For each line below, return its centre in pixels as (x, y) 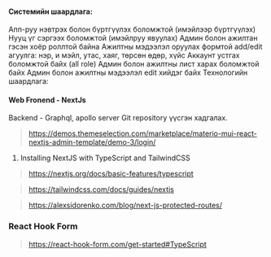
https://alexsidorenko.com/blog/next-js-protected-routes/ (125, 205)
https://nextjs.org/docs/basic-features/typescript (111, 174)
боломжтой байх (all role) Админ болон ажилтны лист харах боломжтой (134, 64)
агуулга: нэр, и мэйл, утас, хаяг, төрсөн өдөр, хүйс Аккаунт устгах (124, 55)
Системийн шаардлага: (51, 11)
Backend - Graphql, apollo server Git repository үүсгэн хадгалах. (118, 118)
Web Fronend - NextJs (48, 100)
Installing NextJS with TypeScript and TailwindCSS (105, 158)
